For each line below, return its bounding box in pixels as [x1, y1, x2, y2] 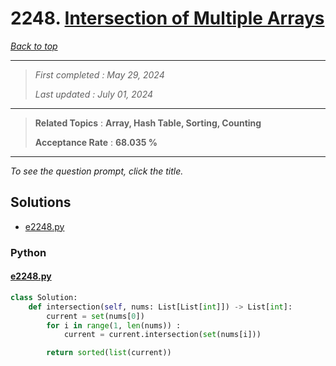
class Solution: [10, 292, 78, 302]
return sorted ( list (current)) [46, 348, 172, 358]
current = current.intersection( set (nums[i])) [63, 330, 262, 340]
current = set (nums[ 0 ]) [46, 311, 145, 321]
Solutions [10, 194, 72, 211]
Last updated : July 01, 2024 [34, 88, 154, 100]
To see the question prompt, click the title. [10, 165, 184, 177]
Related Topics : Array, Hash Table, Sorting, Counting [34, 117, 262, 129]
